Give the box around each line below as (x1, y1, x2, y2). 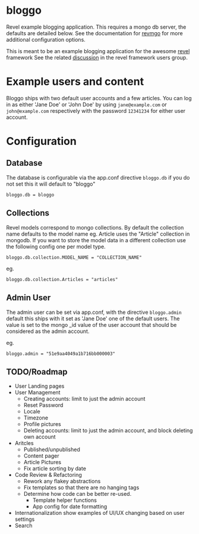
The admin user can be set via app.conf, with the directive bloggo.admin (6, 308, 182, 316)
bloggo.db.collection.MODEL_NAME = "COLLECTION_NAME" (6, 254, 143, 260)
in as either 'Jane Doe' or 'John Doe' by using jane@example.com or (6, 101, 168, 108)
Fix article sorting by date (23, 465, 86, 472)
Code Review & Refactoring (14, 471, 82, 479)
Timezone (23, 414, 49, 421)
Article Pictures (23, 459, 61, 466)
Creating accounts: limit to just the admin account (23, 395, 146, 403)
